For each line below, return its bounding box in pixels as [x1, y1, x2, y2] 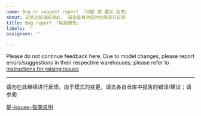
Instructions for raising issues [6, 65, 79, 72]
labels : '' [6, 25, 33, 32]
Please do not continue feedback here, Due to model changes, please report [6, 53, 195, 60]
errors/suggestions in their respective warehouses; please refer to [6, 59, 169, 66]
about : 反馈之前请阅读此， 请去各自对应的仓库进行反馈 [6, 14, 126, 20]
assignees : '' [6, 31, 42, 37]
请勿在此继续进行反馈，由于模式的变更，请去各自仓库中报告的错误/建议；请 [6, 83, 192, 90]
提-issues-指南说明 [6, 103, 53, 111]
